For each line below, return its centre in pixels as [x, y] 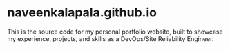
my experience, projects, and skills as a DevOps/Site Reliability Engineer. [111, 38]
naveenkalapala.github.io [82, 13]
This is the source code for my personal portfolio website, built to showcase [115, 32]
